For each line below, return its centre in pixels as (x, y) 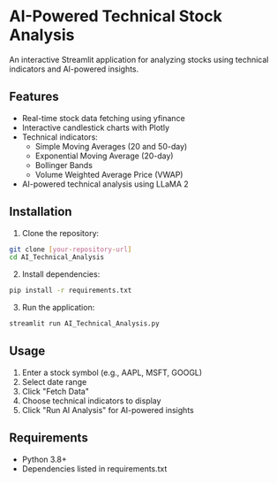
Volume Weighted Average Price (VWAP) (109, 174)
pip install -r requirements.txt (71, 291)
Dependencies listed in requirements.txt (94, 468)
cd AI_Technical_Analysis (56, 257)
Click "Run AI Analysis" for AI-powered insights (108, 410)
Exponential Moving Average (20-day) (104, 156)
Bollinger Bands (64, 165)
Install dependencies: (61, 274)
